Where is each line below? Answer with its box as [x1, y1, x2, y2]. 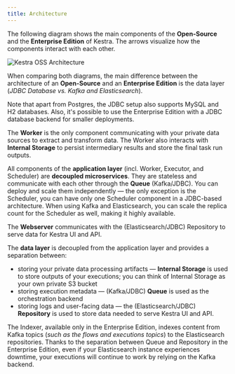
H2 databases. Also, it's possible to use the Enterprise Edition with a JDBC [7, 107, 222, 116]
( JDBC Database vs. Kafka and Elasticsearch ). [7, 86, 143, 95]
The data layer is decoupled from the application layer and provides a [7, 243, 209, 252]
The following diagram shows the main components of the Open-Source [7, 29, 217, 38]
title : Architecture [7, 10, 68, 18]
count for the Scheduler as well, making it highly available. [7, 209, 175, 217]
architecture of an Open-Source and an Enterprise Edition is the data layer [7, 78, 225, 88]
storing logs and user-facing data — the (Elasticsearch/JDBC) [17, 302, 196, 310]
